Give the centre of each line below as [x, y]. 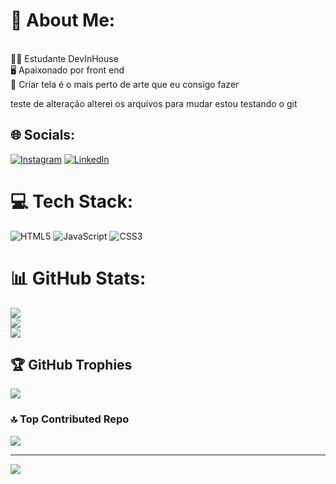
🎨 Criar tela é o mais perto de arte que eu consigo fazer [125, 84]
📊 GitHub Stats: [78, 278]
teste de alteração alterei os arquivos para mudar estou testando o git [154, 103]
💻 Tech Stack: [72, 201]
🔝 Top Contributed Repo [70, 419]
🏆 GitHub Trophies [71, 365]
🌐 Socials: [43, 135]
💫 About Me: [63, 20]
